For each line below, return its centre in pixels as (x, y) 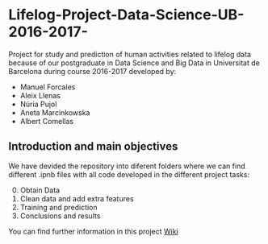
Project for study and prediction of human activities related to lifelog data (130, 54)
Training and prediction (59, 207)
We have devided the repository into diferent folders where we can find (127, 166)
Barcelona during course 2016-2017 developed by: (92, 71)
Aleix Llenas (40, 95)
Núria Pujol (38, 104)
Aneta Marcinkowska (55, 112)
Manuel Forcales (48, 87)
